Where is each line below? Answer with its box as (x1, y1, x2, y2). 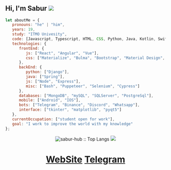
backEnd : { (18, 65, 42, 70)
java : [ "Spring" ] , (25, 74, 65, 80)
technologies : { (12, 41, 47, 46)
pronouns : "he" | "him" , (12, 22, 65, 27)
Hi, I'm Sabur (5, 4, 47, 13)
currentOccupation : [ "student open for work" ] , (12, 116, 115, 122)
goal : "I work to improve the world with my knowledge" (12, 121, 133, 126)
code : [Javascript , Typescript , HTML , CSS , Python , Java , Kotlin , (12, 37, 156, 42)
